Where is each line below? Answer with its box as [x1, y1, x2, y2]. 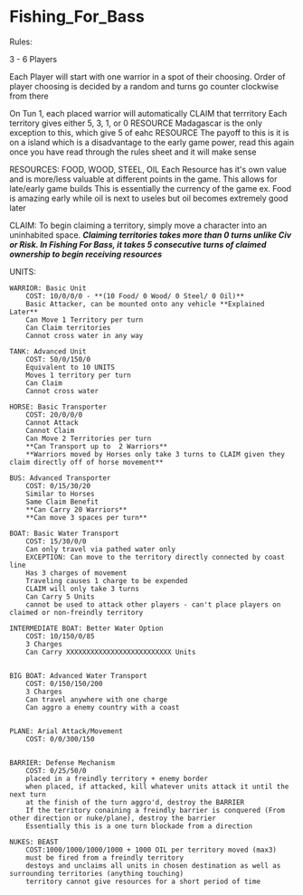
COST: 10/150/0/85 [25, 631, 95, 641]
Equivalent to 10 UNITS [25, 363, 116, 372]
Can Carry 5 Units [25, 592, 95, 601]
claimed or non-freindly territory [9, 608, 144, 617]
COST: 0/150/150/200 [25, 679, 103, 688]
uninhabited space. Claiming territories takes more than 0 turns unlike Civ [9, 229, 292, 240]
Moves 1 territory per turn [25, 371, 131, 380]
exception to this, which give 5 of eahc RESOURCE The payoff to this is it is [9, 127, 289, 137]
